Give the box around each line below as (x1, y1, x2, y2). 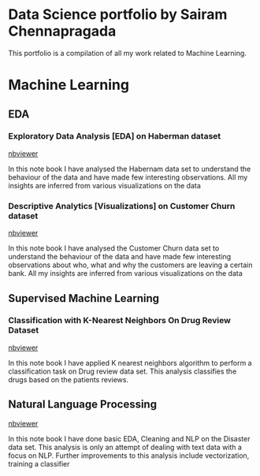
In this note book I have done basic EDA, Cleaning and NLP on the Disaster (8, 433, 251, 443)
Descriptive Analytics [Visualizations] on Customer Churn (8, 200, 236, 211)
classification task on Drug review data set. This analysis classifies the (8, 366, 237, 376)
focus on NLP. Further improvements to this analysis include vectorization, (8, 451, 250, 460)
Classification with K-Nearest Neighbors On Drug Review (8, 315, 231, 326)
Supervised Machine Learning (8, 292, 160, 305)
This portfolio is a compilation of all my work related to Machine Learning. (8, 48, 247, 58)
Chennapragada (8, 22, 117, 40)
